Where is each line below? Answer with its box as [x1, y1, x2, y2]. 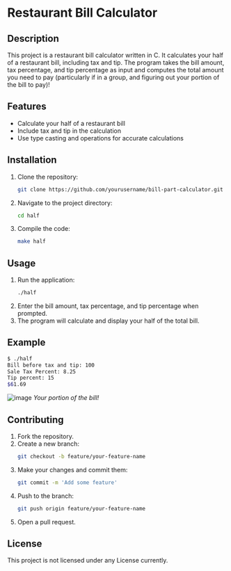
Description [7, 33, 59, 45]
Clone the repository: [17, 172, 79, 181]
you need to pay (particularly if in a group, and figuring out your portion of [7, 73, 220, 81]
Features [7, 101, 47, 113]
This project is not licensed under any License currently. [7, 556, 168, 565]
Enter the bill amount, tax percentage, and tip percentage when [17, 301, 199, 310]
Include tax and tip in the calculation [17, 127, 122, 135]
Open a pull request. [17, 517, 77, 526]
